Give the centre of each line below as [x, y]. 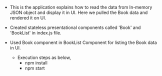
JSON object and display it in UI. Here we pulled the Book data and [79, 12]
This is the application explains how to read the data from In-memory [81, 7]
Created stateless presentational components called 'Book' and [75, 27]
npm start [35, 68]
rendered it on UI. [28, 18]
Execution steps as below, [44, 57]
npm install [36, 63]
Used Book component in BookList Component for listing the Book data [83, 42]
